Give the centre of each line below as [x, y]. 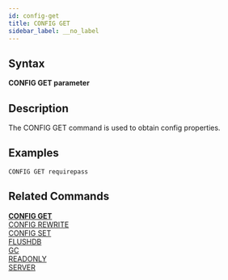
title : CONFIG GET [39, 23]
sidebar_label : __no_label [54, 31]
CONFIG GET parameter [49, 83]
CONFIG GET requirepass [49, 171]
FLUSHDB [25, 241]
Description [38, 109]
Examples [34, 153]
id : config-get [34, 16]
